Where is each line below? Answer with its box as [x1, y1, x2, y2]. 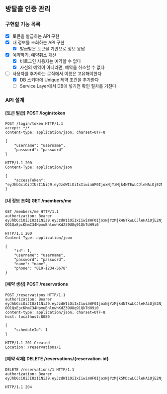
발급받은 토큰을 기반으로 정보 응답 [19, 45, 85, 51]
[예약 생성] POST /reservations [5, 281, 68, 287]
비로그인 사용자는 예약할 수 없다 [19, 58, 81, 64]
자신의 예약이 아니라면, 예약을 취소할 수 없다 [19, 64, 105, 70]
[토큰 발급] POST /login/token [5, 110, 66, 116]
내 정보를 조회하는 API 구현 [12, 39, 65, 45]
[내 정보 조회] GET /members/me [5, 197, 72, 203]
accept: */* [5, 126, 30, 131]
